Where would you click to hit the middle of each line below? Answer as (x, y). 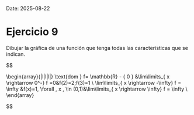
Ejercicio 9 (32, 32)
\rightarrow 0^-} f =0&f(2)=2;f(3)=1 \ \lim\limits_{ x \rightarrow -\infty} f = (94, 82)
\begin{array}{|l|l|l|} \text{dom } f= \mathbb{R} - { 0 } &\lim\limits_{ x (88, 76)
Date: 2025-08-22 (28, 8)
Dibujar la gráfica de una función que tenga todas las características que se (97, 48)
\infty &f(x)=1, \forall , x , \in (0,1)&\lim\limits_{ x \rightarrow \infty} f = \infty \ (97, 89)
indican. (15, 54)
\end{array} (20, 95)
